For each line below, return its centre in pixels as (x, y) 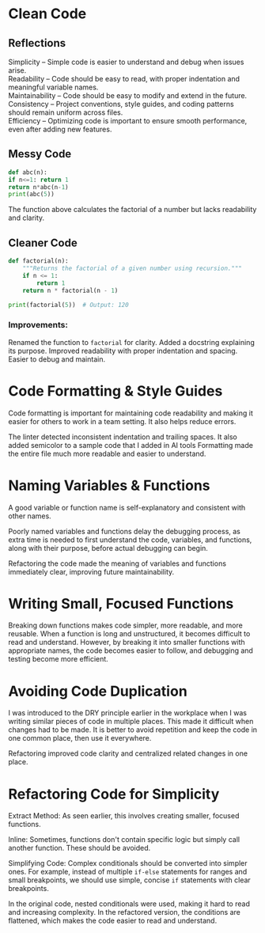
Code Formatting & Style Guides (115, 391)
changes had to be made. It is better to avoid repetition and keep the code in (133, 730)
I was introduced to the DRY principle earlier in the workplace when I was (128, 713)
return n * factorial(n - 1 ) (70, 290)
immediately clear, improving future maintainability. (91, 571)
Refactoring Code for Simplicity (114, 794)
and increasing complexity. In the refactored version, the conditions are (125, 912)
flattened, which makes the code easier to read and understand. (113, 921)
